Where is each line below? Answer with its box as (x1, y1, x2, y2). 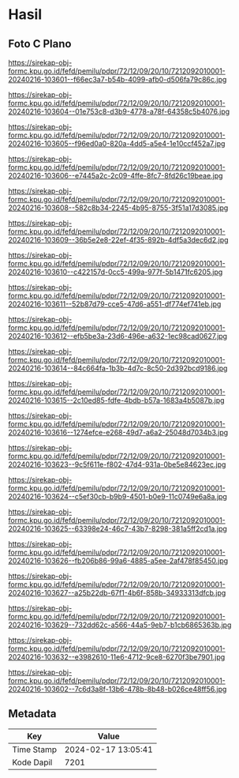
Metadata (8, 707, 57, 720)
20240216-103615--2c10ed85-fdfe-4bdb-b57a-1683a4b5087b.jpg (8, 396, 225, 404)
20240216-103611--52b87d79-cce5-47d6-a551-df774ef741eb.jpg (8, 299, 222, 309)
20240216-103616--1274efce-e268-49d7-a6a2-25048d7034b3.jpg (8, 428, 229, 437)
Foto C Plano (8, 37, 72, 51)
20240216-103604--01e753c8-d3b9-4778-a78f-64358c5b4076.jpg (8, 107, 230, 116)
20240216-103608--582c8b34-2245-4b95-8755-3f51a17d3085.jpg (8, 203, 229, 212)
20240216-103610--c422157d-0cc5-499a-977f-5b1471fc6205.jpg (8, 267, 223, 276)
